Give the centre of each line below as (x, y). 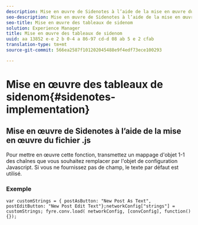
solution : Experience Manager (43, 28)
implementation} (48, 109)
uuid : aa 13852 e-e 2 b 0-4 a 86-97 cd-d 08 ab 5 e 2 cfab (80, 39)
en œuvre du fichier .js (49, 140)
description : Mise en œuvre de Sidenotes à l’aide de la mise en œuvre (96, 12)
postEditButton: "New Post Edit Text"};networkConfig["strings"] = (91, 206)
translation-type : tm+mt (37, 45)
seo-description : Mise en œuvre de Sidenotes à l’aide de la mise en (93, 17)
